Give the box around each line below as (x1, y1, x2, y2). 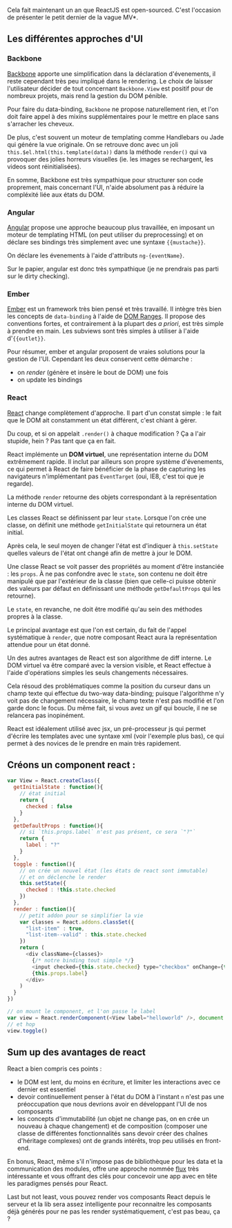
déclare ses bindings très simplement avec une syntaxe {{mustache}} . (7, 237, 206, 246)
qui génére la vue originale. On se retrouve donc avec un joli (7, 140, 178, 148)
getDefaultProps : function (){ (13, 822, 104, 829)
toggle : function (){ (13, 861, 76, 868)
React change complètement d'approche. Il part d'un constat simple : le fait (7, 409, 222, 417)
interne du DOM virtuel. (7, 500, 74, 508)
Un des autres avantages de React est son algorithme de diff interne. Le (7, 654, 212, 662)
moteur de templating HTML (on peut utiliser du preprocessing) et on (7, 231, 204, 239)
